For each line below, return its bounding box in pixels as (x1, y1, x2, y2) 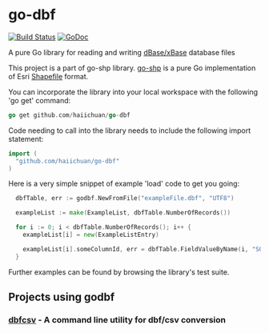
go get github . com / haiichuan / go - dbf (8, 110, 130, 119)
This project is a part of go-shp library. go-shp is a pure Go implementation (8, 62, 256, 73)
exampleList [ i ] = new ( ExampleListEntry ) (22, 231, 159, 239)
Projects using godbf (8, 291, 115, 304)
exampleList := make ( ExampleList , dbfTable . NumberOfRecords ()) (15, 209, 231, 217)
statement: (8, 134, 44, 143)
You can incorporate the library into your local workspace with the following (8, 86, 259, 97)
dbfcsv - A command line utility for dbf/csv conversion (8, 315, 227, 325)
